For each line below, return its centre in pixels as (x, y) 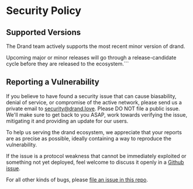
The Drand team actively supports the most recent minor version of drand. (96, 46)
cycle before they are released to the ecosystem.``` (68, 64)
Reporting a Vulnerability (53, 82)
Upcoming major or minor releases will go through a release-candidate (91, 57)
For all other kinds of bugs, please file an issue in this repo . (77, 180)
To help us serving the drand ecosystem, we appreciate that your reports (94, 132)
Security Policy (44, 11)
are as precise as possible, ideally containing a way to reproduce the (89, 138)
